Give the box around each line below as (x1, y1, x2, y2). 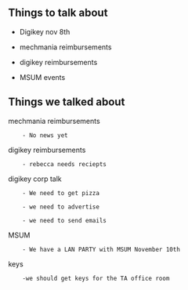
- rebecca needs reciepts (22, 160, 107, 168)
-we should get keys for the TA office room (22, 274, 170, 282)
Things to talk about (8, 6, 108, 20)
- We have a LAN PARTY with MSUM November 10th (22, 245, 180, 253)
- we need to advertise (22, 203, 100, 211)
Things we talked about (8, 96, 125, 109)
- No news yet (22, 131, 68, 140)
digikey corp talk (8, 174, 62, 183)
